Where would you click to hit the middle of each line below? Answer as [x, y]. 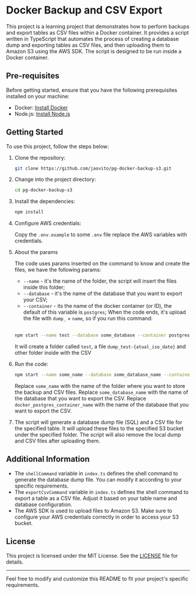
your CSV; [35, 300]
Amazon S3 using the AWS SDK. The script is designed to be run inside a [94, 51]
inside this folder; [44, 287]
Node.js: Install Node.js [42, 114]
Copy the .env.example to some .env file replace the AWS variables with [101, 235]
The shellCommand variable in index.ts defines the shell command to [96, 473]
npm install [29, 212]
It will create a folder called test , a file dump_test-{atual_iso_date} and [100, 346]
